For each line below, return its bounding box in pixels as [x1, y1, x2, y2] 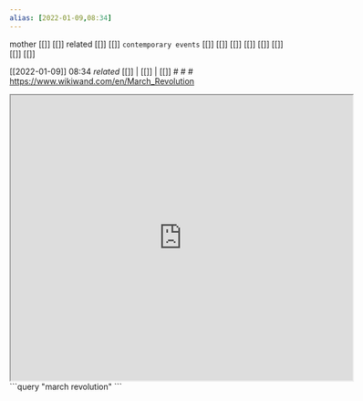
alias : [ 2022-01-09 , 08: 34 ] [9, 13, 112, 23]
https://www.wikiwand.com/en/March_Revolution [9, 75, 194, 87]
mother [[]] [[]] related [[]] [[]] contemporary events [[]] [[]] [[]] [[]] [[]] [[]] [9, 38, 285, 49]
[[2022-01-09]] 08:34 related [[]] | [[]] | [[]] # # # [9, 66, 193, 77]
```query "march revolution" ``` [9, 381, 122, 392]
